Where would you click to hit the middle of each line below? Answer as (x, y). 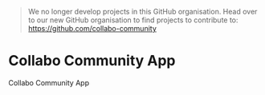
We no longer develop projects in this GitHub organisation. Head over (143, 12)
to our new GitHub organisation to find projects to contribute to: (133, 20)
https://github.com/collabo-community (92, 28)
